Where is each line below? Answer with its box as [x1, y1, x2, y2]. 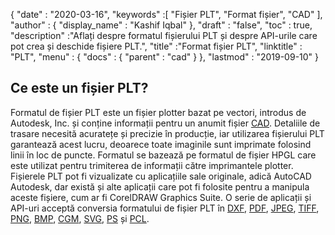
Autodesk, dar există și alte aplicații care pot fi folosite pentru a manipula [10, 180, 310, 193]
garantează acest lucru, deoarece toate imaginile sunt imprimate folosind [10, 138, 312, 150]
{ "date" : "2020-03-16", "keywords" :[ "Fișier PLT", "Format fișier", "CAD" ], [10, 9, 323, 20]
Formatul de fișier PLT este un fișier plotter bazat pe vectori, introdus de [10, 106, 307, 118]
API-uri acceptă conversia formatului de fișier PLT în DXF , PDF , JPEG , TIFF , [10, 202, 320, 214]
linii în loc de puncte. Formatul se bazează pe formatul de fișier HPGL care [10, 149, 317, 161]
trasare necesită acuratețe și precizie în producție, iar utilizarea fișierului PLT [10, 127, 325, 139]
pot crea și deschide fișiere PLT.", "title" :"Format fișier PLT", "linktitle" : [10, 40, 303, 52]
